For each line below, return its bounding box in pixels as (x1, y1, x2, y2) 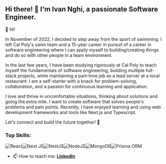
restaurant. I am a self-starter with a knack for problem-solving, (5, 78, 137, 84)
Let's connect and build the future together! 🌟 (5, 119, 100, 125)
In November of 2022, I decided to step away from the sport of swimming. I (5, 36, 162, 42)
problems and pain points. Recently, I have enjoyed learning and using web (5, 104, 161, 110)
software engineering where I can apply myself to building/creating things (5, 46, 159, 53)
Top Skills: (5, 132, 31, 139)
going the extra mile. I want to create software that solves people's (5, 98, 144, 104)
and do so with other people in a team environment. (5, 52, 113, 58)
